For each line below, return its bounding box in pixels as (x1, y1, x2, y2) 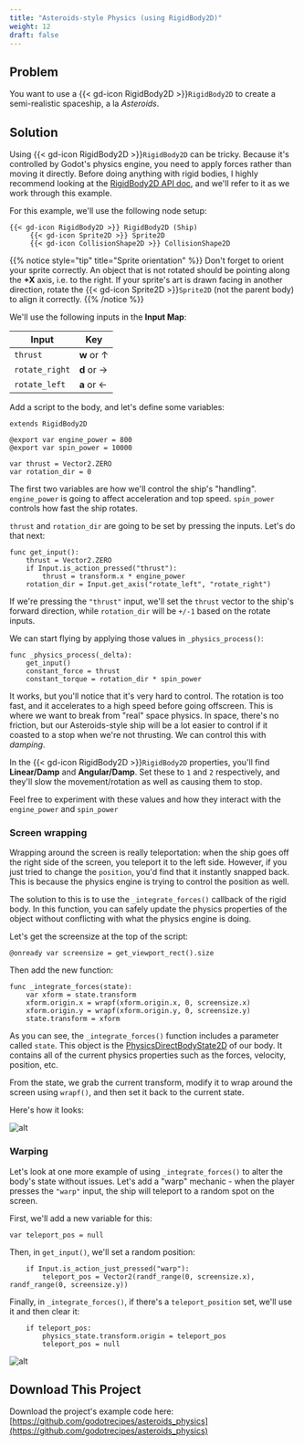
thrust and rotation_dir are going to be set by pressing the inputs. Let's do (9, 521, 296, 531)
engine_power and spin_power (9, 804, 119, 814)
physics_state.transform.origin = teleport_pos (42, 1331, 226, 1341)
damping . (9, 739, 46, 750)
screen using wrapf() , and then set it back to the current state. (9, 1087, 245, 1098)
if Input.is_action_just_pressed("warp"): (26, 1264, 190, 1273)
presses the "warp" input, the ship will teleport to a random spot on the (9, 1185, 275, 1197)
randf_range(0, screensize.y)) (9, 1280, 129, 1289)
